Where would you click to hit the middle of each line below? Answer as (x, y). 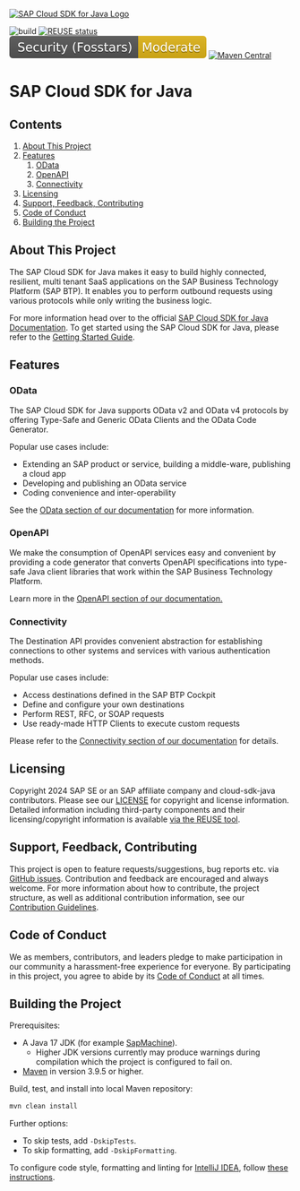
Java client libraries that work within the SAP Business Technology (150, 571)
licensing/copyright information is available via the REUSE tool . (125, 819)
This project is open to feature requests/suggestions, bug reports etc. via (144, 868)
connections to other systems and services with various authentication (140, 651)
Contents (36, 124)
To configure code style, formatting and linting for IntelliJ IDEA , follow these (149, 1168)
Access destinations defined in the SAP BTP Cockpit (119, 695)
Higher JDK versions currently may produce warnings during (148, 1052)
